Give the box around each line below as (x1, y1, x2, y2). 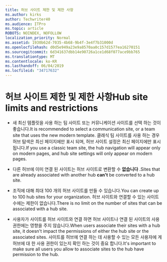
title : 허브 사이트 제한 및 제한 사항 (5, 7, 74, 13)
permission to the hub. (12, 251, 59, 257)
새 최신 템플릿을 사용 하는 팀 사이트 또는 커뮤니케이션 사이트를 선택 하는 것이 (12, 119, 161, 126)
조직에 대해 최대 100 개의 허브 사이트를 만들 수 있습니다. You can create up (12, 187, 159, 194)
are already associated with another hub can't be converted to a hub (12, 171, 155, 178)
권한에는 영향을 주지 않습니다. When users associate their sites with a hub (12, 222, 160, 228)
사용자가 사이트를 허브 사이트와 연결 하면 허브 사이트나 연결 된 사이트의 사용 (12, 216, 160, 222)
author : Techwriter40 (5, 17, 51, 22)
